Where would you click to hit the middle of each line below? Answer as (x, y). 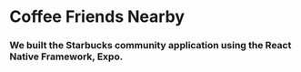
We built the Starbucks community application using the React (150, 46)
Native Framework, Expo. (66, 57)
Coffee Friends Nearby (97, 17)
